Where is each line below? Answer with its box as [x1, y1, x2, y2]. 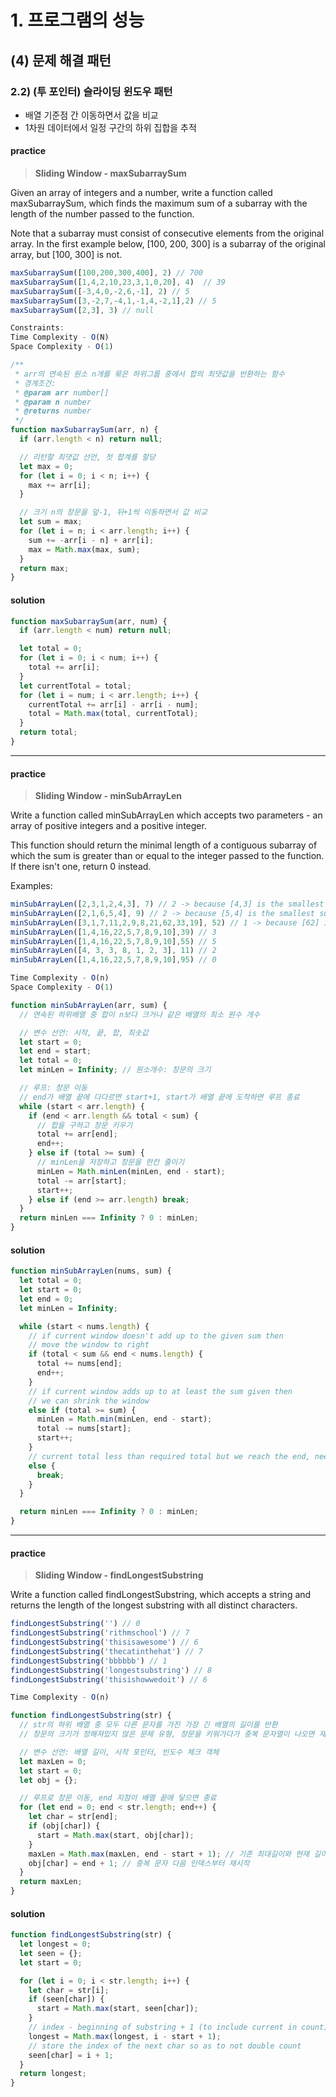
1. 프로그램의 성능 [10, 9, 145, 32]
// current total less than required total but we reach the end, [28, 1451, 311, 1461]
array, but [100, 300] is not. [10, 249, 123, 261]
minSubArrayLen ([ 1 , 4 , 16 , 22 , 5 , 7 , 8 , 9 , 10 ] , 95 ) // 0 [10, 955, 217, 965]
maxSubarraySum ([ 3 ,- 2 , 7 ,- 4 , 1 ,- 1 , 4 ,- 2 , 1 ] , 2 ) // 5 [10, 296, 217, 306]
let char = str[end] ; [28, 1812, 118, 1822]
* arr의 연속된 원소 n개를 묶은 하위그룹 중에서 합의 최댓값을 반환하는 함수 [14, 369, 285, 379]
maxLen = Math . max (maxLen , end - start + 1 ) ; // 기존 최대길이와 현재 [28, 1849, 310, 1859]
